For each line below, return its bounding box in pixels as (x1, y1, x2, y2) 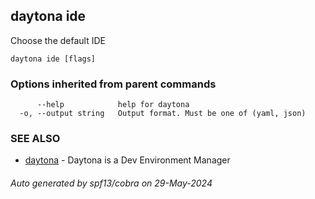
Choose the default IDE (10, 34, 106, 46)
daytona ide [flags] (10, 54, 97, 64)
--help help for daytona (36, 100, 190, 110)
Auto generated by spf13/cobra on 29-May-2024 (10, 177, 213, 189)
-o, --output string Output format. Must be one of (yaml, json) (19, 109, 307, 119)
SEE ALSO (10, 132, 61, 146)
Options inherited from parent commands (10, 77, 217, 91)
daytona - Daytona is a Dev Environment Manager (24, 154, 231, 166)
